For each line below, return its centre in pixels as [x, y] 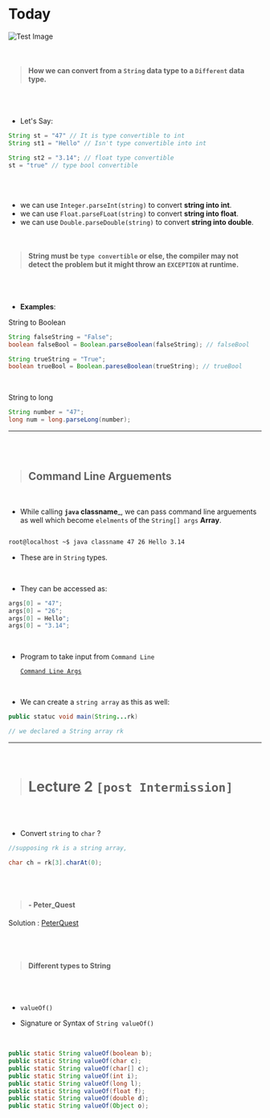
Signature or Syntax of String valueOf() [87, 1023]
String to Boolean [37, 322]
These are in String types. [64, 557]
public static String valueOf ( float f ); [77, 1091]
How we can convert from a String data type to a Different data [136, 70]
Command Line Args [51, 672]
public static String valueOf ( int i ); [73, 1076]
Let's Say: [37, 121]
